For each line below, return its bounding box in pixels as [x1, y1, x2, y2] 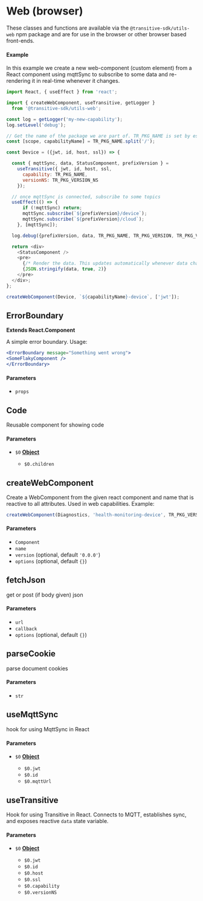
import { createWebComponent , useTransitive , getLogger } [6, 100, 155, 106]
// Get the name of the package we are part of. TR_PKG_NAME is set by [6, 133, 190, 139]
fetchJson [6, 575, 46, 586]
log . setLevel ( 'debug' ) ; [6, 122, 66, 128]
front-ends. [6, 37, 35, 44]
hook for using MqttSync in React [6, 725, 89, 732]
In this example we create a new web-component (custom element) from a [6, 65, 192, 72]
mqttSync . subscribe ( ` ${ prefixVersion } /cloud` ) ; [22, 216, 145, 222]
